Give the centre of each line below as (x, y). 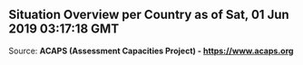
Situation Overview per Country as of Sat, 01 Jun (149, 15)
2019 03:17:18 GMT (64, 29)
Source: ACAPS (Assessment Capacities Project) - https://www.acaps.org (151, 51)
